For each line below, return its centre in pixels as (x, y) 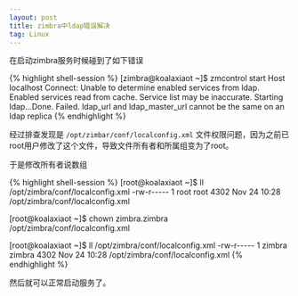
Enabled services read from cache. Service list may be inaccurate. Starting (146, 97)
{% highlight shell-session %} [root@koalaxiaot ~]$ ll (107, 183)
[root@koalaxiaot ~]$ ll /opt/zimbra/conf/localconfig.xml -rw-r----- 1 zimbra (148, 245)
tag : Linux (29, 34)
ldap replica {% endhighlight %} (68, 116)
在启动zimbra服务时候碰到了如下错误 (77, 61)
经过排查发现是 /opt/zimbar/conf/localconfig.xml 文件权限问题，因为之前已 (149, 135)
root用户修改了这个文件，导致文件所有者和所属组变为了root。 (121, 146)
